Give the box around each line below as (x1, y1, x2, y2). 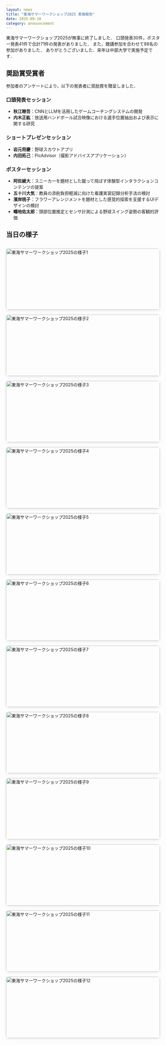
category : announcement (6, 21, 55, 26)
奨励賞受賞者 (6, 69, 45, 77)
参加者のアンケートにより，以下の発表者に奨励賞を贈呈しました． (6, 83, 139, 89)
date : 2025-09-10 (6, 16, 41, 21)
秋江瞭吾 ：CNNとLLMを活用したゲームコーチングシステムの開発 (13, 108, 143, 114)
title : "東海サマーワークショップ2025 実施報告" (6, 12, 95, 17)
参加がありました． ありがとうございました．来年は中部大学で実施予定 (6, 47, 148, 53)
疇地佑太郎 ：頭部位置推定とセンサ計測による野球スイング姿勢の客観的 (13, 208, 155, 214)
